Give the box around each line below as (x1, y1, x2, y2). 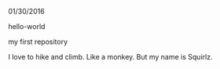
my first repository (8, 37, 68, 46)
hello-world (8, 22, 46, 31)
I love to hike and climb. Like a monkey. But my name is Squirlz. (8, 53, 213, 61)
